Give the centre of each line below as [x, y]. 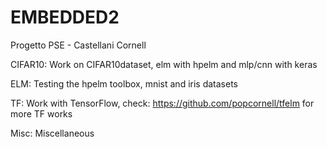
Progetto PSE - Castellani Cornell [78, 45]
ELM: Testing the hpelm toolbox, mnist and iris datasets [124, 83]
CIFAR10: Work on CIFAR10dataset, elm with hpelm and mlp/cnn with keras [164, 64]
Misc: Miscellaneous [52, 133]
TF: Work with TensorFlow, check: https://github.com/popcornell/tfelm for [162, 103]
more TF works [41, 113]
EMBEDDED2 [65, 17]
